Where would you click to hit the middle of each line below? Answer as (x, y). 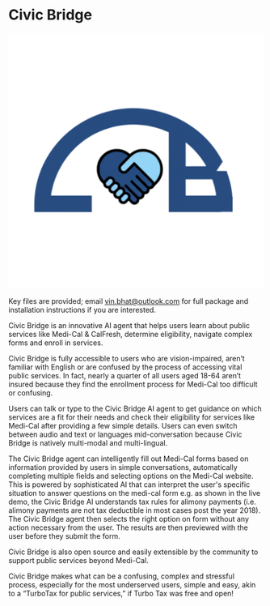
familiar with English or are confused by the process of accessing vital (125, 367)
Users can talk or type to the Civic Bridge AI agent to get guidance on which (135, 408)
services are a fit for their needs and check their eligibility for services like (132, 417)
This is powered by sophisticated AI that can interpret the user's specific (129, 484)
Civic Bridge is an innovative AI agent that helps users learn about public (129, 325)
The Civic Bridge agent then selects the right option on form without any (129, 519)
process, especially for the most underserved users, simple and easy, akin (132, 584)
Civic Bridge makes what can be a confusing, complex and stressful (122, 576)
